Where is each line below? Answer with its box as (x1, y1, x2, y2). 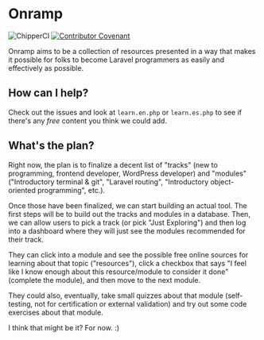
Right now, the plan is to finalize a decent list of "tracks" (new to (8, 160, 219, 169)
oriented (8, 185, 36, 195)
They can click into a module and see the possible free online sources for (8, 249, 249, 259)
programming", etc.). (37, 185, 106, 195)
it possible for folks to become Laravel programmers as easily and (8, 55, 225, 64)
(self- (225, 291, 243, 300)
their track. (8, 234, 45, 244)
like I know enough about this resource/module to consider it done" (8, 267, 229, 276)
